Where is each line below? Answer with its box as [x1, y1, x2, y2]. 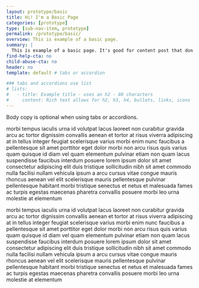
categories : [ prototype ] [6, 20, 68, 26]
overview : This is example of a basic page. [6, 36, 119, 42]
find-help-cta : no [6, 53, 52, 59]
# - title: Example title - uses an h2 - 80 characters [6, 92, 153, 98]
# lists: [6, 86, 28, 92]
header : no [6, 64, 33, 70]
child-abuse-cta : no [6, 58, 58, 64]
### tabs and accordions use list [6, 80, 92, 86]
